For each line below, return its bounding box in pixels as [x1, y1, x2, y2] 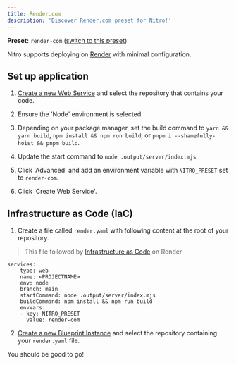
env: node [20, 280, 49, 287]
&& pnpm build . [36, 139, 80, 147]
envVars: [20, 304, 46, 311]
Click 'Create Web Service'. [17, 187, 97, 196]
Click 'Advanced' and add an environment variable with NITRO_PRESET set [17, 166, 228, 175]
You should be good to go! [7, 350, 85, 359]
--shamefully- [174, 132, 216, 140]
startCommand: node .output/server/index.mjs [20, 292, 156, 299]
